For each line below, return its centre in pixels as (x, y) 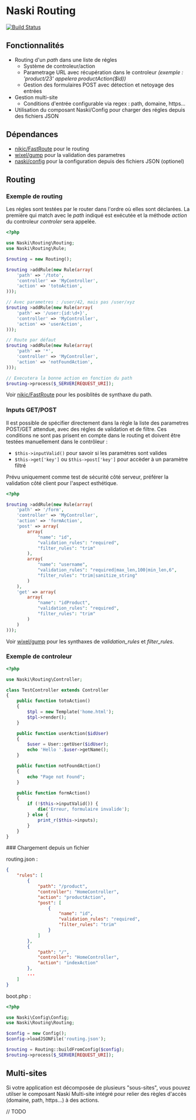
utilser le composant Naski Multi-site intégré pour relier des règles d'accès (96, 1094)
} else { (38, 815)
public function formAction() (54, 793)
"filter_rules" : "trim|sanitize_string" (87, 575)
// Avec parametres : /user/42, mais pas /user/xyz (70, 302)
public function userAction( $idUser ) (63, 733)
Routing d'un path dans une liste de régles (66, 59)
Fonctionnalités (35, 46)
